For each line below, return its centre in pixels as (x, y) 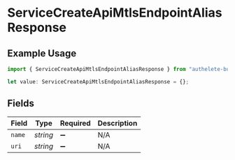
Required (75, 123)
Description (117, 123)
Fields (21, 103)
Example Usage (42, 53)
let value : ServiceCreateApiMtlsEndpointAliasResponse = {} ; (98, 81)
